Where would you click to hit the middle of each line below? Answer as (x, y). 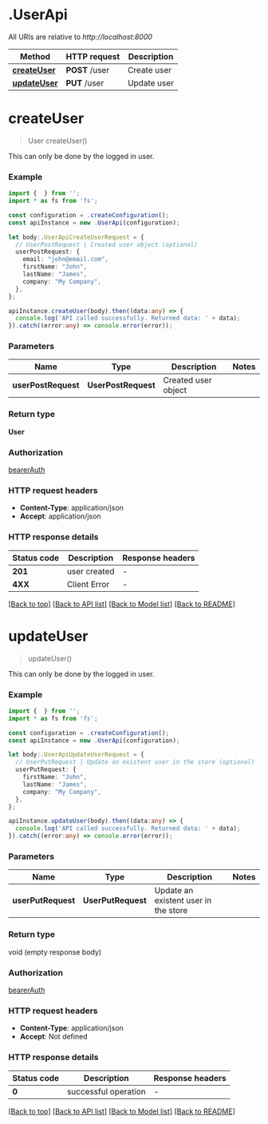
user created (91, 571)
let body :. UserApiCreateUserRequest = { (77, 237)
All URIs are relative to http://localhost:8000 (81, 37)
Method (35, 56)
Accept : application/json (60, 516)
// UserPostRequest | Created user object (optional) (106, 244)
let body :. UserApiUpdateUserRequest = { (77, 755)
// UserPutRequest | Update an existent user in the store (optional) (135, 762)
